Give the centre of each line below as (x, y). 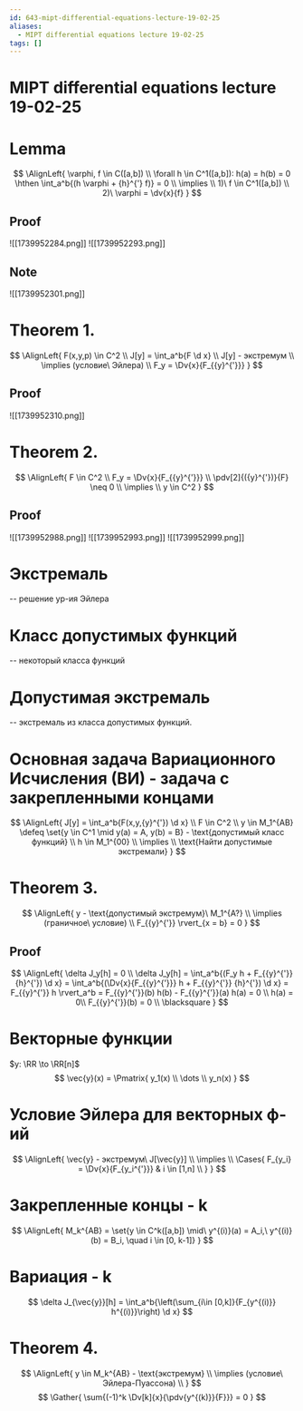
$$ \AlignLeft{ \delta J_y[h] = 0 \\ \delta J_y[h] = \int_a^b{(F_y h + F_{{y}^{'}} (152, 973)
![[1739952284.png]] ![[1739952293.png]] (87, 243)
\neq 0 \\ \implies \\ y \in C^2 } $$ (152, 487)
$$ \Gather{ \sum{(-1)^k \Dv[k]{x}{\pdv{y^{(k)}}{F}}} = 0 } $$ (152, 1396)
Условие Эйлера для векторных (137, 1115)
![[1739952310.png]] (47, 415)
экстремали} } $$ (152, 851)
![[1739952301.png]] (47, 294)
